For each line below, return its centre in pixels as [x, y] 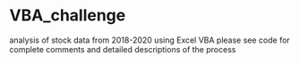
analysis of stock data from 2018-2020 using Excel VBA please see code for [150, 40]
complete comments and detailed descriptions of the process [123, 49]
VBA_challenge [68, 16]
